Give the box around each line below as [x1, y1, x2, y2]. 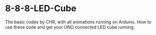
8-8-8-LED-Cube [5, 3, 77, 14]
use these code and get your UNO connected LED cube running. [5, 24, 135, 30]
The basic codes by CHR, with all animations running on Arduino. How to [5, 19, 152, 25]
